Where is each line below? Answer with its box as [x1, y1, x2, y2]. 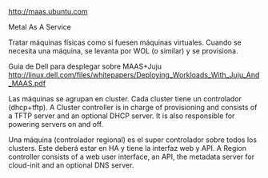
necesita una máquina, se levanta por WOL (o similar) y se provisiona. [8, 46, 238, 55]
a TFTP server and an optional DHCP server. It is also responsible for [8, 111, 235, 121]
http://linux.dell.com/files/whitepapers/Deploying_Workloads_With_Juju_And [8, 70, 260, 79]
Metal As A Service [8, 22, 72, 31]
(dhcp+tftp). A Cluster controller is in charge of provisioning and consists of [8, 103, 258, 112]
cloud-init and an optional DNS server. [8, 160, 134, 170]
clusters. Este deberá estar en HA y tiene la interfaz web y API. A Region [8, 144, 246, 152]
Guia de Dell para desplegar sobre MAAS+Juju [8, 61, 162, 71]
